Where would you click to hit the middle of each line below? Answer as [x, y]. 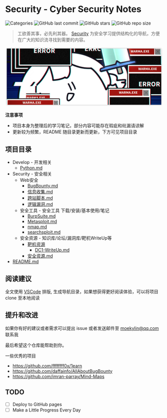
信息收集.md [40, 192]
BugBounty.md [43, 186]
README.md [25, 262]
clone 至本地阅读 [22, 298]
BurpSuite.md [41, 216]
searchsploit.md [44, 232]
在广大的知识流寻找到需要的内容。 [52, 40]
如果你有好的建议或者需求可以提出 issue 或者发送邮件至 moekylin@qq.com [82, 328]
